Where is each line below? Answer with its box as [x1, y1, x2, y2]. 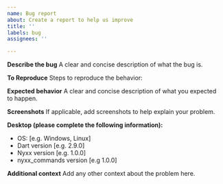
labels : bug [7, 29, 41, 36]
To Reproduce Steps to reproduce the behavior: [7, 73, 143, 82]
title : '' [7, 23, 36, 30]
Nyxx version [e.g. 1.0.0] [16, 149, 86, 157]
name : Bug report [7, 10, 57, 17]
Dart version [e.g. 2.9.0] [16, 141, 85, 150]
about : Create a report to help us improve [7, 16, 134, 23]
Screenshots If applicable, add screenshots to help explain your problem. [7, 108, 215, 116]
